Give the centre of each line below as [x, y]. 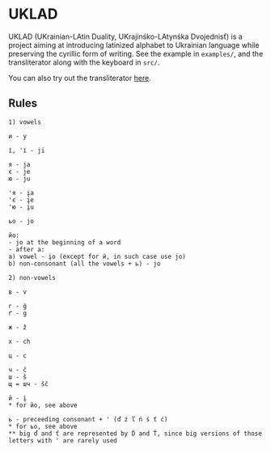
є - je [19, 171]
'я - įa [21, 193]
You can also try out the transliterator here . [80, 78]
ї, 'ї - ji [27, 150]
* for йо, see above [43, 405]
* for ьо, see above [43, 426]
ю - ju [19, 179]
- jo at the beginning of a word [65, 242]
